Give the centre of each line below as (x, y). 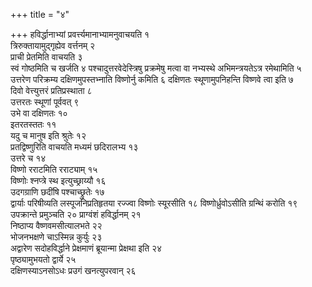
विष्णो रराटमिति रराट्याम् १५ (54, 169)
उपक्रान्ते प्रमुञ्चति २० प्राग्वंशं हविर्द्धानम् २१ (76, 214)
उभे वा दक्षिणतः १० (39, 113)
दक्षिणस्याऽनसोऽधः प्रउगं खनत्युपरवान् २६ (73, 270)
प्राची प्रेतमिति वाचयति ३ (46, 57)
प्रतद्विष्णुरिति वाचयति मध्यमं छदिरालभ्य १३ (74, 147)
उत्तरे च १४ (28, 158)
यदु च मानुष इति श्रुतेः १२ (48, 135)
